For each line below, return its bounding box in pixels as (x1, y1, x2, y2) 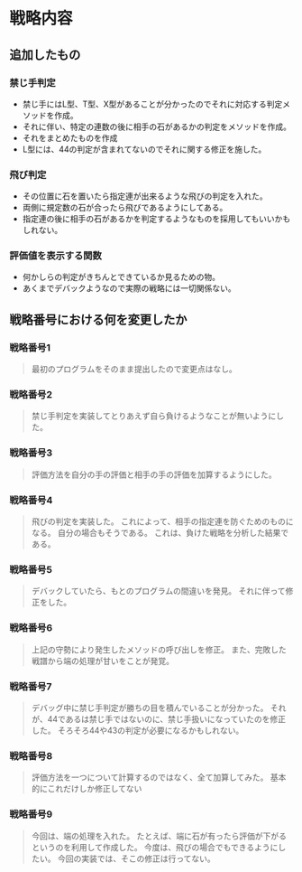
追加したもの (9, 47, 81, 62)
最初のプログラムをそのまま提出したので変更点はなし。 (31, 363, 237, 375)
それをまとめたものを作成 (22, 132, 118, 143)
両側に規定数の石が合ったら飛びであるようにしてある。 (22, 202, 228, 213)
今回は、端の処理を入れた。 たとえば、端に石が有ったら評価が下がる (31, 830, 287, 841)
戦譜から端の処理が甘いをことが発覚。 (31, 655, 174, 666)
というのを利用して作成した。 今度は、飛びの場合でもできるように (31, 841, 279, 852)
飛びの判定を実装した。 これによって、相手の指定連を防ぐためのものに (31, 516, 294, 527)
